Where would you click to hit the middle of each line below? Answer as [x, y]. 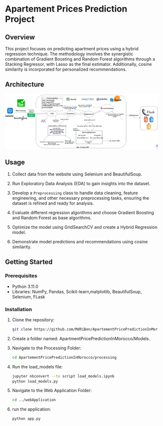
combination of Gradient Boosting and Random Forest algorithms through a [80, 59]
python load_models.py [35, 381]
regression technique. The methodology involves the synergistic [69, 54]
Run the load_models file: [37, 366]
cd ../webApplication [34, 400]
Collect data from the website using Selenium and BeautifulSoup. [77, 174]
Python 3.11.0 [25, 286]
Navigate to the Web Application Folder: [52, 391]
